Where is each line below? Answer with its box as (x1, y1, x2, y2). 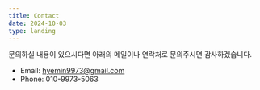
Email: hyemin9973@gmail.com (19, 66, 125, 76)
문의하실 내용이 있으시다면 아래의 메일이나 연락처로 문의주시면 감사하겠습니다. (8, 50, 253, 59)
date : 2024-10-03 (8, 19, 67, 27)
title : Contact (8, 11, 60, 20)
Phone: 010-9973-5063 (19, 74, 99, 84)
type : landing (8, 27, 57, 35)
